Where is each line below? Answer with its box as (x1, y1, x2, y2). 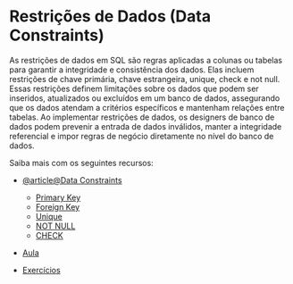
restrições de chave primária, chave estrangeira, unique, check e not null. (9, 73, 280, 84)
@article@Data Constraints (21, 174, 122, 185)
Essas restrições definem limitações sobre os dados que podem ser (9, 83, 259, 94)
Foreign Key (35, 201, 80, 212)
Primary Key (35, 192, 81, 203)
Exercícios (21, 264, 61, 275)
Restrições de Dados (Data (9, 6, 212, 27)
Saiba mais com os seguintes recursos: (9, 157, 154, 168)
